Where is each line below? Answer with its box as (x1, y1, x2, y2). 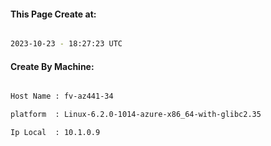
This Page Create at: (10, 8, 97, 20)
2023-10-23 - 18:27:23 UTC (10, 39, 123, 49)
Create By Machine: (10, 60, 95, 72)
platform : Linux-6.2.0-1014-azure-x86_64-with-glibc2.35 (10, 110, 262, 120)
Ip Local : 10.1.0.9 (10, 128, 101, 138)
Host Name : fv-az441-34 (10, 91, 114, 102)
